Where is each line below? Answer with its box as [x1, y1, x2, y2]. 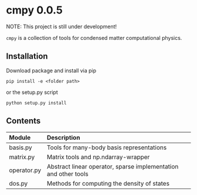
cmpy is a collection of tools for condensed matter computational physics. [6, 34, 182, 41]
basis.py [9, 143, 32, 152]
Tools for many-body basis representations [46, 143, 167, 152]
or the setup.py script [6, 89, 59, 96]
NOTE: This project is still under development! [6, 23, 117, 30]
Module [9, 133, 31, 142]
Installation [6, 51, 48, 62]
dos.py [9, 179, 28, 187]
